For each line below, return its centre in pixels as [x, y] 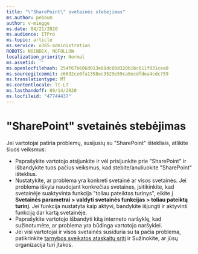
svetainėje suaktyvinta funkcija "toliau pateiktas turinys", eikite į [94, 193]
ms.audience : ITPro [31, 34]
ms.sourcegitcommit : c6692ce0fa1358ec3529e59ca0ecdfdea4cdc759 [88, 74]
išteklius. [26, 174]
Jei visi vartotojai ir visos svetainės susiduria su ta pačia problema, [98, 232]
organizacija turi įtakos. [44, 244]
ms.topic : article [29, 40]
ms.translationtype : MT [36, 79]
